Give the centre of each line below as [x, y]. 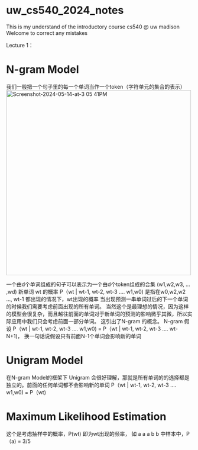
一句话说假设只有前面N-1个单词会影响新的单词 [85, 336]
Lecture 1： [20, 45]
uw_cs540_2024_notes [65, 10]
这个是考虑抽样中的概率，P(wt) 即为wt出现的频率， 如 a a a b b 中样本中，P [98, 433]
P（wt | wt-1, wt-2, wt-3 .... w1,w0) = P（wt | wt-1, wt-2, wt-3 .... [90, 329]
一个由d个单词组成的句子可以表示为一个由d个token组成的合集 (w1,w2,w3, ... [98, 284]
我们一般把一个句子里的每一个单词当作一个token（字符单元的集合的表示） [96, 86]
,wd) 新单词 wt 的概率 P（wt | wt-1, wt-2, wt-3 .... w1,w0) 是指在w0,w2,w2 [96, 291]
